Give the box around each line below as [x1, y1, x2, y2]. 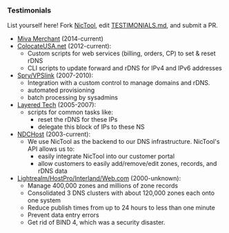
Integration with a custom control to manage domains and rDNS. [27, 79, 210, 87]
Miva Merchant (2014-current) [17, 35, 103, 43]
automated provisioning [27, 86, 95, 95]
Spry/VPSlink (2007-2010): [17, 71, 94, 80]
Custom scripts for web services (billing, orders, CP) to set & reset [27, 49, 216, 57]
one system [27, 196, 61, 205]
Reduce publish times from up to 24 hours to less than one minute [27, 203, 215, 212]
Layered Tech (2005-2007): [17, 101, 97, 109]
